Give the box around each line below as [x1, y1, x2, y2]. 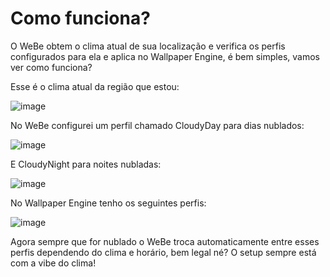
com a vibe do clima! [10, 257, 97, 269]
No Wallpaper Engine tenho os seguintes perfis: [10, 197, 207, 209]
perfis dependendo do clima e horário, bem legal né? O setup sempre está [10, 246, 317, 258]
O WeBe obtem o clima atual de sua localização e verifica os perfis [10, 40, 286, 52]
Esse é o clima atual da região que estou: [10, 80, 180, 92]
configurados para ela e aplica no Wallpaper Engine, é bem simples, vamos [10, 50, 320, 62]
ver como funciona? [10, 61, 93, 73]
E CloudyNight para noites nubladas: [10, 158, 162, 170]
